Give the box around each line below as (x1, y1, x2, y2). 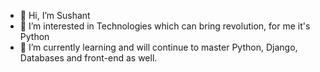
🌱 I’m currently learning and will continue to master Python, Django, (19, 41, 298, 53)
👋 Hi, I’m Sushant (19, 10, 91, 21)
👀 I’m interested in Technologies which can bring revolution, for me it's (19, 20, 311, 32)
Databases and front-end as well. (19, 52, 158, 64)
